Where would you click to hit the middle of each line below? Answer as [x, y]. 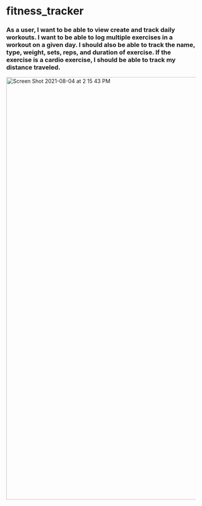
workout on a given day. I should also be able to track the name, [101, 45]
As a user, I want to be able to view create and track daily [91, 30]
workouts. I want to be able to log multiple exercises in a [90, 37]
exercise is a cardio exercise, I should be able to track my [91, 60]
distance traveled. [33, 67]
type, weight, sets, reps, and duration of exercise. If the [89, 52]
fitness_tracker [45, 11]
